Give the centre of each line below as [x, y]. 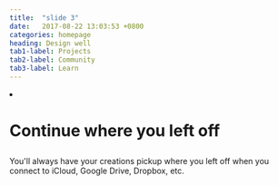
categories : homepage [50, 34]
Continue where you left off [115, 131]
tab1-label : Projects [50, 52]
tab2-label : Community [52, 60]
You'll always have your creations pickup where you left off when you [139, 161]
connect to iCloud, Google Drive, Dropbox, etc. [97, 171]
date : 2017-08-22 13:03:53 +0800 [77, 26]
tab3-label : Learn [44, 69]
